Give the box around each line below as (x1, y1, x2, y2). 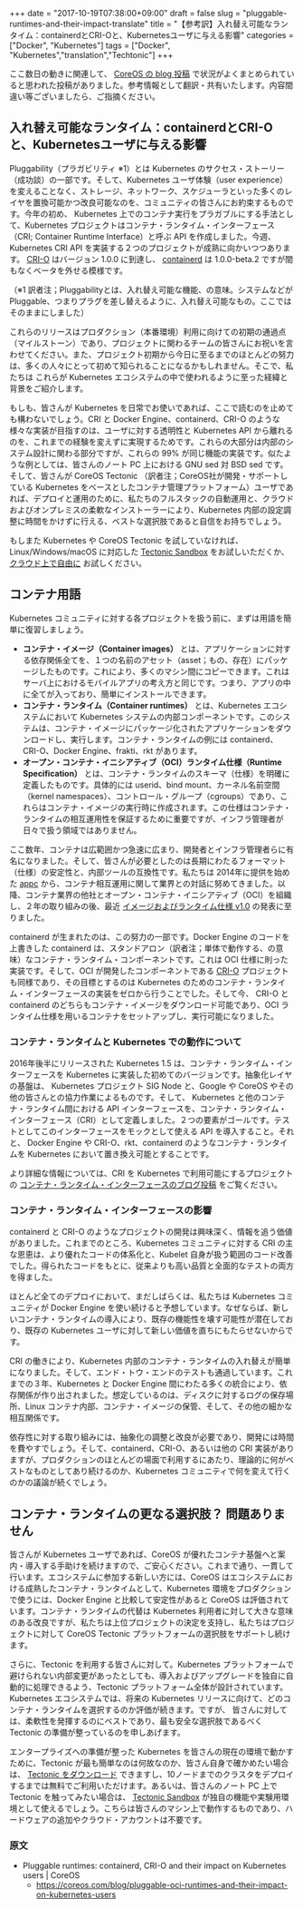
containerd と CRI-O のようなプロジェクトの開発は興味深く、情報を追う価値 (9, 1227, 293, 1238)
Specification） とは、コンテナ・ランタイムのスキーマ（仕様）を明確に (22, 768, 291, 778)
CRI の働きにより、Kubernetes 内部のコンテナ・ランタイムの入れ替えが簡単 (9, 1355, 291, 1366)
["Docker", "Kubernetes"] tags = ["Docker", (9, 40, 171, 51)
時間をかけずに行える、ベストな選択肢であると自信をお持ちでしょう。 (24, 515, 287, 526)
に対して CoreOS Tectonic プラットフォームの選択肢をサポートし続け (33, 1629, 291, 1639)
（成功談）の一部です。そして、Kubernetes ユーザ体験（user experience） (9, 174, 288, 185)
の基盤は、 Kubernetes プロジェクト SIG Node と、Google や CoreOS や (9, 1080, 279, 1091)
